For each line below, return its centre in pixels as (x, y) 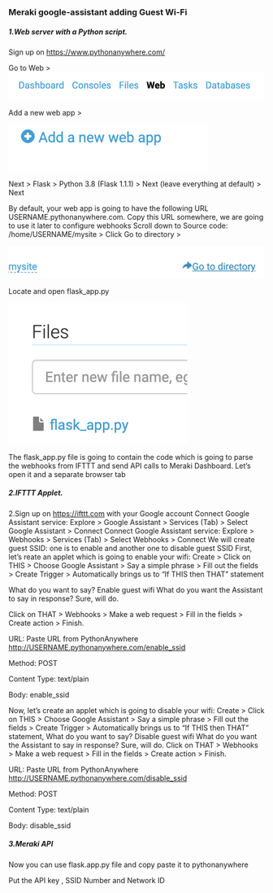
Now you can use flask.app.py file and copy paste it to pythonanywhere (129, 865)
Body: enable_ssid (39, 694)
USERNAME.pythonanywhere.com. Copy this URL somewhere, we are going (136, 217)
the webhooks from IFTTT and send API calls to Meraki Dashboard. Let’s (130, 466)
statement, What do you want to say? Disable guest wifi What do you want (133, 736)
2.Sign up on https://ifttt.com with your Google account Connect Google (129, 513)
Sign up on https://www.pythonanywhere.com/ (87, 52)
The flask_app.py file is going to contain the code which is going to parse (131, 457)
